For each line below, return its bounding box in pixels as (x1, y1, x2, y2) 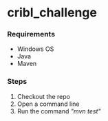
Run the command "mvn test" (17, 107, 101, 115)
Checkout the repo (17, 92, 71, 100)
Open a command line (17, 100, 80, 108)
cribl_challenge (7, 5, 98, 21)
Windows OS (17, 45, 54, 53)
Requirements (7, 30, 56, 39)
